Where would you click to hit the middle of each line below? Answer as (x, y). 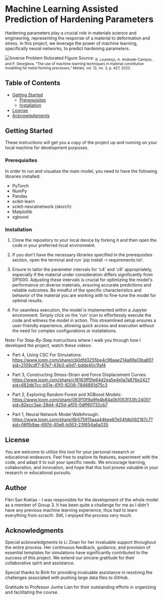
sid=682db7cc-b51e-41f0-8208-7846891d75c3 (60, 385)
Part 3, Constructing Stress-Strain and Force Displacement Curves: (79, 374)
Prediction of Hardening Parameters (79, 19)
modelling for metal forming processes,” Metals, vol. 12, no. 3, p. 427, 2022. (68, 68)
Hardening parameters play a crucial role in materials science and (71, 33)
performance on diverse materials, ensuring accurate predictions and (82, 285)
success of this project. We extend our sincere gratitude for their (70, 558)
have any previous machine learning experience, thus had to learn (71, 510)
